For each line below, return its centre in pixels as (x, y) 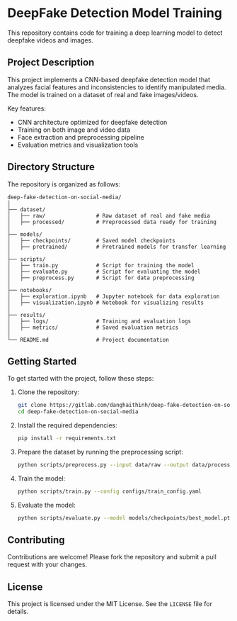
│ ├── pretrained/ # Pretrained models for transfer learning (117, 247)
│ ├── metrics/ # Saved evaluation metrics (93, 328)
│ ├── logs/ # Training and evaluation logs (99, 321)
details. (18, 612)
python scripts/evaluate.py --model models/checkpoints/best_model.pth (125, 518)
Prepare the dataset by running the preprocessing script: (100, 452)
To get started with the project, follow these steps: (81, 379)
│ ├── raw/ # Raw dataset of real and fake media (109, 216)
